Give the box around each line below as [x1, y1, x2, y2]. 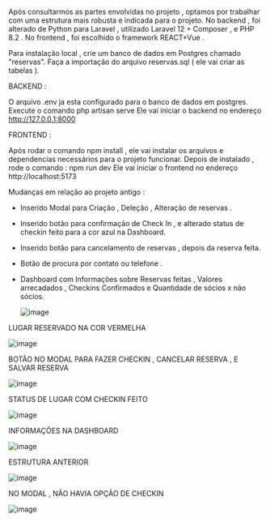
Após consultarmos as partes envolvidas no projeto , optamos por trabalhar [8, 7, 260, 16]
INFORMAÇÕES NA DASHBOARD [8, 426, 119, 435]
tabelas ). [8, 66, 40, 75]
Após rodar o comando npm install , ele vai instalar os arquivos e [8, 146, 224, 155]
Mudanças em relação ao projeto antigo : [8, 187, 146, 197]
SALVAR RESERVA [8, 363, 69, 372]
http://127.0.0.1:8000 [8, 114, 76, 124]
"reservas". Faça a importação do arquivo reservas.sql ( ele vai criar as [8, 57, 245, 66]
